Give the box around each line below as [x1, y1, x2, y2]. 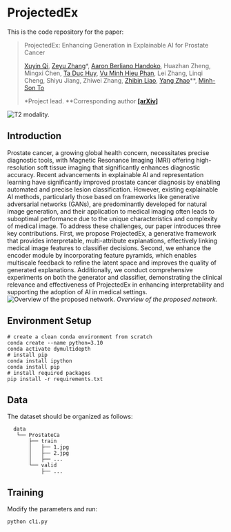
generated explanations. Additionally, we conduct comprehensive [7, 265, 193, 274]
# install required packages [7, 369, 91, 376]
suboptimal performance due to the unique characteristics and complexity [7, 214, 218, 223]
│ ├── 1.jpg [28, 444, 70, 451]
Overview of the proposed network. [116, 295, 218, 303]
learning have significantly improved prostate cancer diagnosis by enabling [7, 178, 221, 186]
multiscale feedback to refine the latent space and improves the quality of [7, 258, 217, 267]
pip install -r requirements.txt [7, 376, 103, 382]
